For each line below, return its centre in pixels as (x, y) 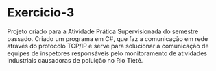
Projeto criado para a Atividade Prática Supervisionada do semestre (103, 31)
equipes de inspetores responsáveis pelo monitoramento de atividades (107, 53)
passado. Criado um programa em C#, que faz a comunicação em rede (108, 38)
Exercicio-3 (41, 13)
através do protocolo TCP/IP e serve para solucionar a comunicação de (108, 46)
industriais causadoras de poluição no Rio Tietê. (75, 60)
